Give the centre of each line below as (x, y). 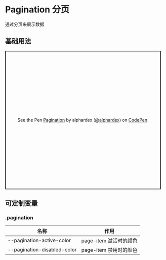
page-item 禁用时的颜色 (109, 250)
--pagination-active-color (39, 240)
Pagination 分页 (38, 10)
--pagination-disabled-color (42, 250)
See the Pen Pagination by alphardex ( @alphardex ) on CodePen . (83, 120)
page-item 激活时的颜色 (109, 241)
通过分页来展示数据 (25, 24)
